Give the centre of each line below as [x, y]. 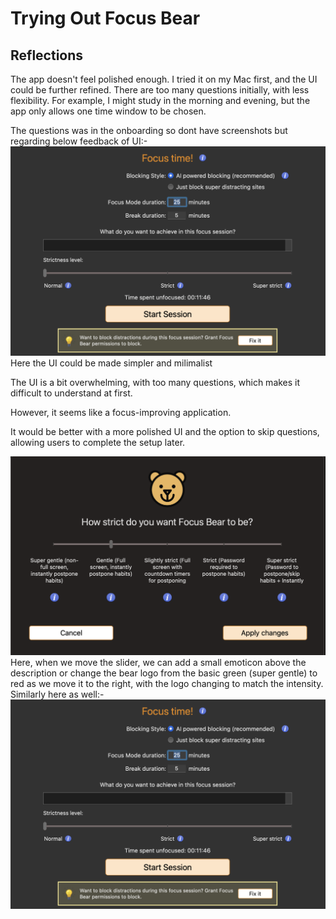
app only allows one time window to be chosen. [108, 111]
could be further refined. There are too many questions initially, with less [160, 90]
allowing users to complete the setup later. [98, 443]
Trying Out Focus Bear [105, 18]
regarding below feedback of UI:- [79, 141]
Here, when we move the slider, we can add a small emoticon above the [158, 662]
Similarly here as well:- [57, 694]
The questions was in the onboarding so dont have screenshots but [149, 130]
